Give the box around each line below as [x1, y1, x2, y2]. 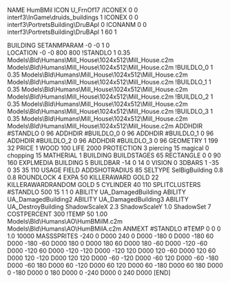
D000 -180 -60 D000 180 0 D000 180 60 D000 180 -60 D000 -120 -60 [7, 240, 208, 247]
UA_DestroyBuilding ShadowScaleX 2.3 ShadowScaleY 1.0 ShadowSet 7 [7, 203, 211, 211]
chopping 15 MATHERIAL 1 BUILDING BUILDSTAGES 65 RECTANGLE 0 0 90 [7, 151, 222, 159]
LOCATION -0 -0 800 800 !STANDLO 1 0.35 [7, 48, 131, 57]
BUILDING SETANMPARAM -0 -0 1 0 [7, 41, 110, 49]
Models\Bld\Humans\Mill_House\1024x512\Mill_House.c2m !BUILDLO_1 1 [7, 78, 211, 86]
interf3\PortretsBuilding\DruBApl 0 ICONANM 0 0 [7, 21, 147, 28]
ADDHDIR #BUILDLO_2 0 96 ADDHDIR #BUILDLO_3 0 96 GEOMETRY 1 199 [7, 137, 218, 144]
